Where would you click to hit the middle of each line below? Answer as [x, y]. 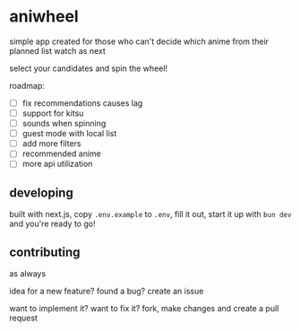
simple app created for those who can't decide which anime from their [139, 41]
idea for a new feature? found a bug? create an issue [107, 291]
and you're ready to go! [52, 224]
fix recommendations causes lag [82, 103]
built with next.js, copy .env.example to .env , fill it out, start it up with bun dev [150, 214]
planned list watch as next [57, 50]
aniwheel [44, 17]
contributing [45, 252]
